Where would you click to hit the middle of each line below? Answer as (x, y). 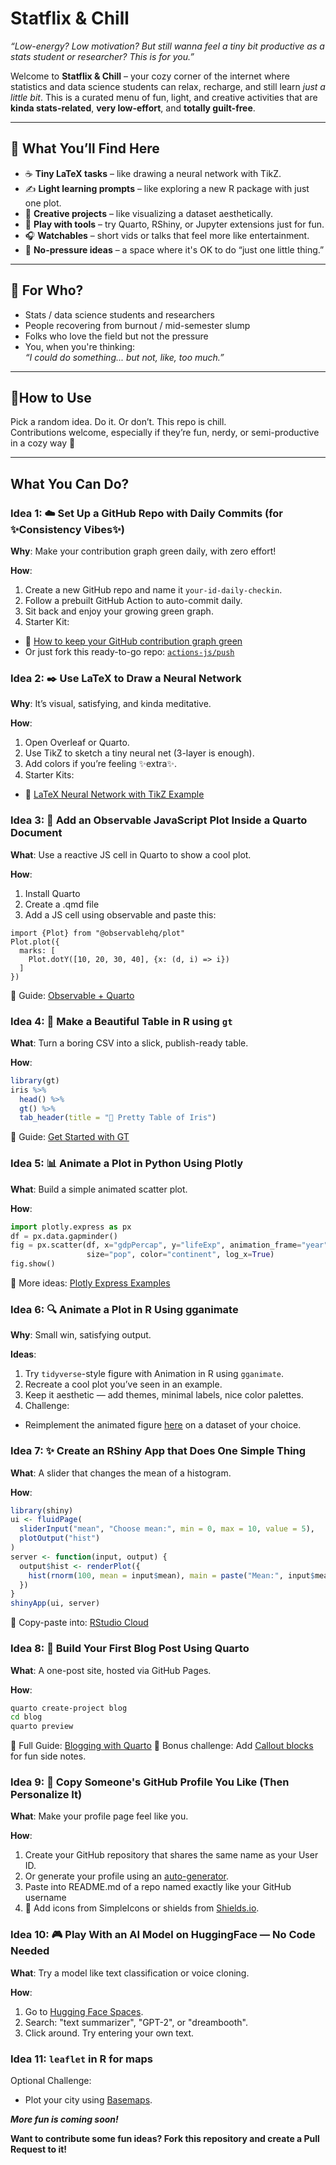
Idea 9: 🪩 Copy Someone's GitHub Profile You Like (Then (150, 1782)
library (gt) (35, 1080)
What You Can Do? (70, 483)
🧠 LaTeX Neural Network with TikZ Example (114, 794)
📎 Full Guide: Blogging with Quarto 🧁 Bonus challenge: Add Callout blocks (162, 1746)
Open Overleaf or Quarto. (77, 743)
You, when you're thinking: (80, 346)
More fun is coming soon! (64, 2119)
